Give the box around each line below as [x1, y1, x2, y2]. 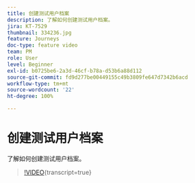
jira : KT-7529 [7, 23, 48, 29]
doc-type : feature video [7, 42, 78, 49]
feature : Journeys [7, 36, 60, 42]
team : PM [7, 49, 32, 56]
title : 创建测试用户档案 [7, 10, 70, 17]
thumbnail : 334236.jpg [7, 29, 72, 36]
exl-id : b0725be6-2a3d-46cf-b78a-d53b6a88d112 [7, 67, 142, 74]
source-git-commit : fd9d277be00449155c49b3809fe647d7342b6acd [7, 73, 188, 81]
